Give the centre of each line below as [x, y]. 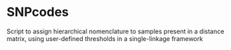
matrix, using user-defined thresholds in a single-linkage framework [105, 38]
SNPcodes [38, 12]
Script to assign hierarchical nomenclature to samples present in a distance [115, 31]
